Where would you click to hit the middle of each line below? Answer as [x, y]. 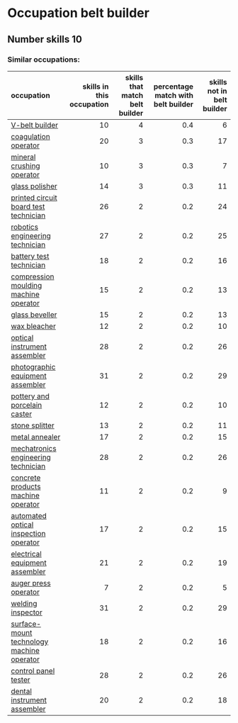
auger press [31, 583]
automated [29, 515]
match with [174, 95]
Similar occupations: [44, 60]
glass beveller [34, 315]
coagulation [31, 136]
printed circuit [34, 198]
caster [22, 414]
